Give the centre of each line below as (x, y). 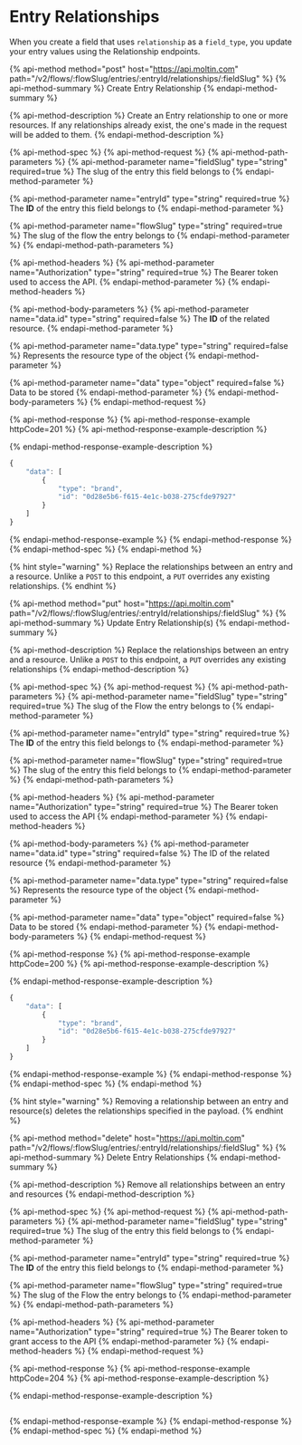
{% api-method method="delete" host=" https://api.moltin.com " (127, 1138)
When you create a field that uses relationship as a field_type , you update (151, 42)
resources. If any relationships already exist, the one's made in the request (148, 125)
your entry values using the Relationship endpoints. (105, 51)
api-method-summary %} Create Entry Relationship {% (112, 88)
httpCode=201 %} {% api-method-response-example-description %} (138, 429)
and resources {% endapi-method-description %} (102, 1194)
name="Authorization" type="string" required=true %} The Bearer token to (149, 1331)
